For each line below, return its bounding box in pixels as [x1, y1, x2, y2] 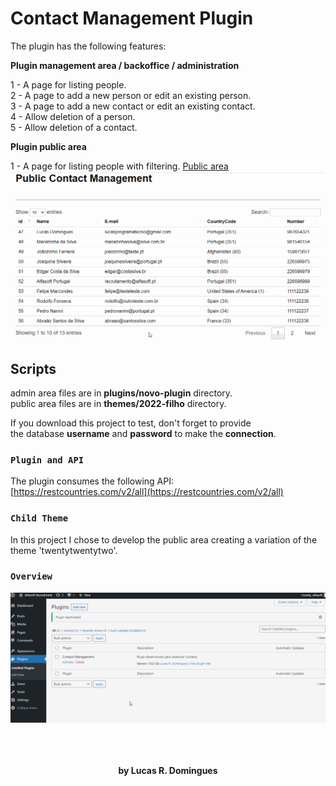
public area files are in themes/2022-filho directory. [10, 397, 227, 409]
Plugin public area [10, 140, 87, 152]
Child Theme [10, 513, 69, 524]
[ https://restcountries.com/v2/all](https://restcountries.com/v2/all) [10, 486, 284, 498]
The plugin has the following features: [10, 40, 167, 52]
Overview [10, 571, 53, 582]
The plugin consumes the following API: [10, 475, 175, 487]
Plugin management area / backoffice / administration [10, 59, 240, 71]
